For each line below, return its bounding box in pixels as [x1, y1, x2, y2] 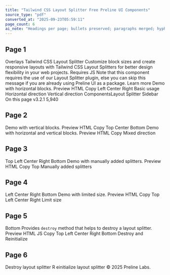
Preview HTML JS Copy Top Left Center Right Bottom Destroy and [5, 230, 143, 236]
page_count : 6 [5, 21, 35, 27]
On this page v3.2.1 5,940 [5, 96, 59, 102]
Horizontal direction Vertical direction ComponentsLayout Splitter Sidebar [5, 91, 158, 97]
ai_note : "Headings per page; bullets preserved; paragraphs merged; [5, 26, 155, 31]
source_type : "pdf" [5, 12, 47, 17]
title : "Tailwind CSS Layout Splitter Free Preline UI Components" [5, 7, 151, 13]
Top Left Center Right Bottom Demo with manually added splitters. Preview [5, 158, 161, 164]
